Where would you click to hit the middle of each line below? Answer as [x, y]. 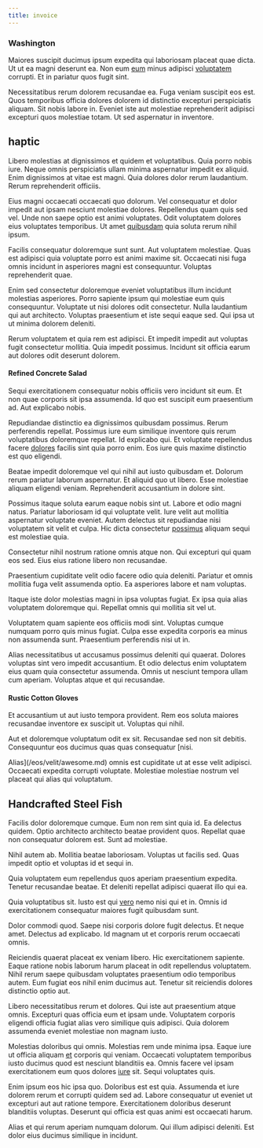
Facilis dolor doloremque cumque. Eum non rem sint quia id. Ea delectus [125, 822]
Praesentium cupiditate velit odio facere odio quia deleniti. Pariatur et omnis [131, 576]
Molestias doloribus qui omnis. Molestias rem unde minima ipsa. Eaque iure [130, 1046]
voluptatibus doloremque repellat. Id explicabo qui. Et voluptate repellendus [130, 439]
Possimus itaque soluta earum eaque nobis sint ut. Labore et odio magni [125, 503]
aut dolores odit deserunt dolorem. [64, 355]
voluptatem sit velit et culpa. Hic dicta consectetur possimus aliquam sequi [129, 528]
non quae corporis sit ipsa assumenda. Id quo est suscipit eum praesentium [131, 399]
